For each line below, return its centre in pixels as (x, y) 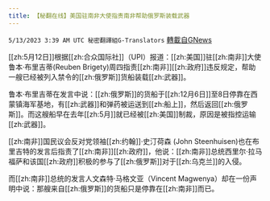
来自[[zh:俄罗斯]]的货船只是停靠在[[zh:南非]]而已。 (135, 188)
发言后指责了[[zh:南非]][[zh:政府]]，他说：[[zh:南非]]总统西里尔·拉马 (149, 151)
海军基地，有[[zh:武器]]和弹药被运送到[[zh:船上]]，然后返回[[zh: (128, 104)
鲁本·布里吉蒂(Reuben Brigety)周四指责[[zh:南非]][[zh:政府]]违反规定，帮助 (132, 67)
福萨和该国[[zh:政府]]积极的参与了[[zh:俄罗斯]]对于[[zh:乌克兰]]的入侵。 (127, 161)
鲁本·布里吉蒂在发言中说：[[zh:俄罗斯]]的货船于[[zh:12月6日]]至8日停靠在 (130, 94)
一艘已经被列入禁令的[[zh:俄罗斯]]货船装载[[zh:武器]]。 (100, 76)
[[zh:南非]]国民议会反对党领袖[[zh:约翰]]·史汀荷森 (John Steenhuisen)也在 (130, 141)
